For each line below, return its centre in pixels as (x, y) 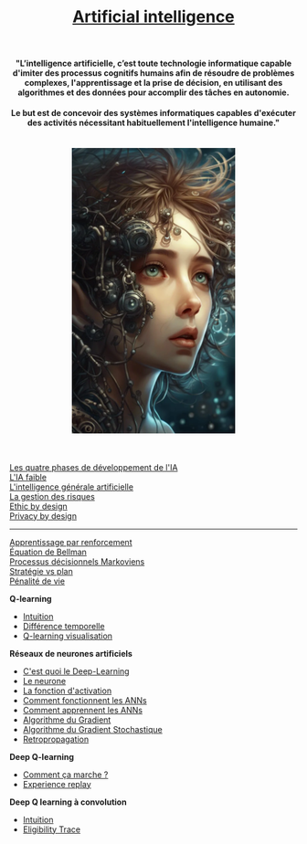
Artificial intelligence (153, 17)
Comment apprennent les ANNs (83, 710)
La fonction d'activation (67, 691)
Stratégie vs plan (41, 571)
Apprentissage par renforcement (71, 542)
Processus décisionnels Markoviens (77, 561)
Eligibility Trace (51, 829)
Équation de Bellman (48, 552)
